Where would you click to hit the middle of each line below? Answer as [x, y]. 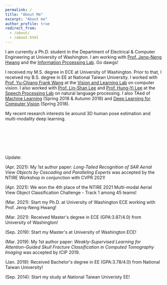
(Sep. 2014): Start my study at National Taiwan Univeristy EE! [68, 277]
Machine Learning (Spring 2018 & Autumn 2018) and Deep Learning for [78, 98]
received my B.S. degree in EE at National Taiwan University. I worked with [81, 77]
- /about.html [24, 38]
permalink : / [19, 10]
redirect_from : [21, 28]
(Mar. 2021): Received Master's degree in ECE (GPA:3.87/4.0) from [73, 217]
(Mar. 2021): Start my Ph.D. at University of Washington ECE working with [80, 202]
